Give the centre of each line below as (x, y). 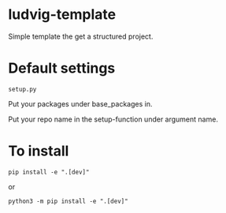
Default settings (62, 68)
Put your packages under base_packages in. (80, 103)
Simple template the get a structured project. (81, 36)
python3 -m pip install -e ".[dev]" (68, 201)
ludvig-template (62, 15)
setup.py (22, 89)
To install (39, 151)
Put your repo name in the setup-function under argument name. (113, 119)
